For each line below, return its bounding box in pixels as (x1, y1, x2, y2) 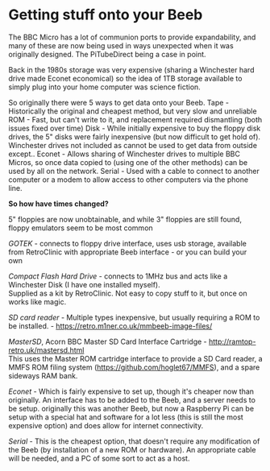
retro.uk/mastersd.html (8, 345, 85, 355)
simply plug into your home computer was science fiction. (8, 82, 201, 92)
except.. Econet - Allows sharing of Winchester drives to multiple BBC (8, 149, 240, 159)
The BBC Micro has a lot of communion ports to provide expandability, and (8, 32, 256, 42)
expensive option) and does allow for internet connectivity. (8, 420, 204, 430)
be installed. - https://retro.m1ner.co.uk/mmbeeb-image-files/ (8, 320, 213, 331)
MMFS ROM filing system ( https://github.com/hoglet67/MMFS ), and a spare (8, 362, 260, 372)
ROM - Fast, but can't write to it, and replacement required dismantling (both (8, 114, 263, 124)
